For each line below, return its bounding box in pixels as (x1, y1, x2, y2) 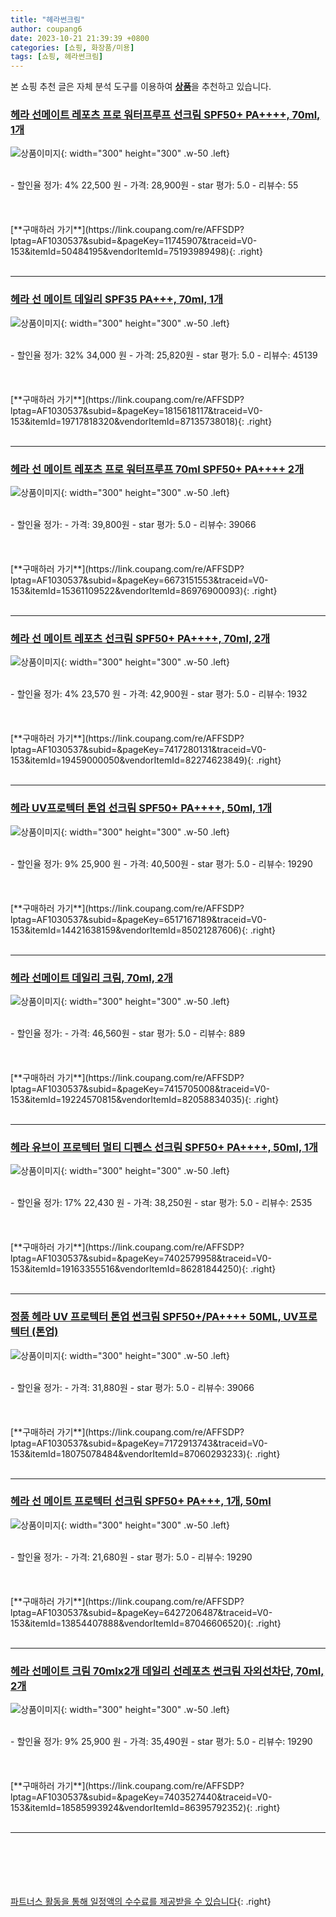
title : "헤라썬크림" (10, 14, 86, 25)
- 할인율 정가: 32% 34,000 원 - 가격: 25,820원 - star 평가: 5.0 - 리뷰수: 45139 (10, 349, 318, 361)
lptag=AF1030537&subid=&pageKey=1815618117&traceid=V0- (10, 404, 263, 416)
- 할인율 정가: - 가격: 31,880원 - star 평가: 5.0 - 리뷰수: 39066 (10, 1381, 255, 1393)
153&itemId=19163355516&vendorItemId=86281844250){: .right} (10, 1263, 277, 1275)
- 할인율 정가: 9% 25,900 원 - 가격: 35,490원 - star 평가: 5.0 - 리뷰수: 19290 (10, 1736, 313, 1748)
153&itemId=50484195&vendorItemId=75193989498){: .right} (10, 246, 264, 258)
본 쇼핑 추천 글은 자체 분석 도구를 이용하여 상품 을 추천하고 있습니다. (10, 81, 272, 93)
